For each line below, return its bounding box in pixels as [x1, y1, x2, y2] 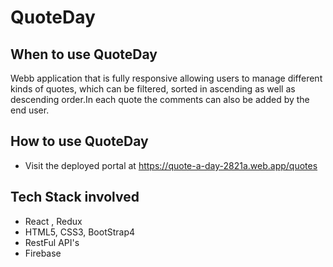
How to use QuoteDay [10, 133, 149, 150]
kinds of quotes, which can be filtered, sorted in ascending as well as [10, 83, 296, 95]
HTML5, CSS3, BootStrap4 [24, 226, 136, 238]
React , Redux [24, 215, 83, 227]
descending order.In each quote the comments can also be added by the [10, 94, 310, 105]
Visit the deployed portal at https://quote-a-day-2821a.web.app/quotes [24, 159, 318, 171]
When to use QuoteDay [10, 46, 158, 63]
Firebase [24, 247, 62, 259]
